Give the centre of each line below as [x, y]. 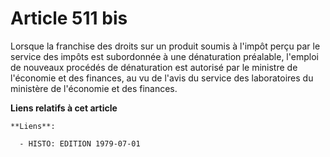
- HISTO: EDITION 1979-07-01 [80, 143]
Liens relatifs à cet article [64, 108]
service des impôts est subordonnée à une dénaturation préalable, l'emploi [164, 56]
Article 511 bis [69, 18]
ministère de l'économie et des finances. [94, 88]
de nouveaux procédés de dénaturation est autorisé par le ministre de [154, 67]
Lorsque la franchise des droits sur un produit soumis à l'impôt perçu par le [165, 46]
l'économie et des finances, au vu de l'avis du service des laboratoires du [162, 78]
